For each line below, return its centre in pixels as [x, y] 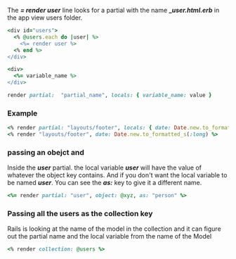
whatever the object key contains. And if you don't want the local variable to [117, 175]
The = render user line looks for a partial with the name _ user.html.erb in [113, 10]
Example [22, 113]
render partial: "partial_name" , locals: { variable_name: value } [110, 95]
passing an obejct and [46, 152]
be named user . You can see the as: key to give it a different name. [105, 183]
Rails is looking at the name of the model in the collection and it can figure [114, 229]
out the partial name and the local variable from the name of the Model [110, 236]
